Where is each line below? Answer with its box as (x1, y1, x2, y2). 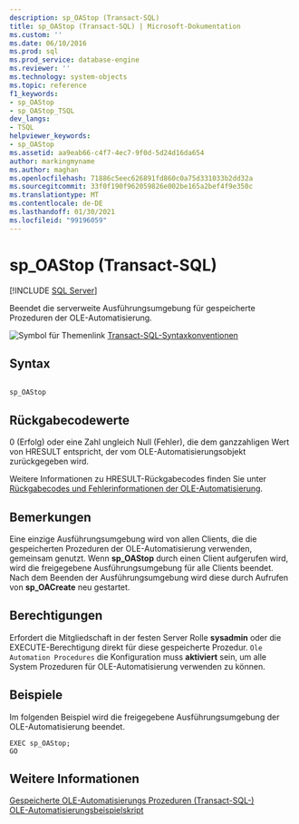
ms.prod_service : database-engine (9, 55, 140, 64)
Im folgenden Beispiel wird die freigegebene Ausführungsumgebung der (9, 711, 280, 722)
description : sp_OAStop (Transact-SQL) (9, 13, 160, 23)
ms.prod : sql (9, 47, 59, 56)
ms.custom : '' (9, 30, 63, 39)
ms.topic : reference (9, 81, 88, 90)
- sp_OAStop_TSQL (9, 106, 75, 115)
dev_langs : (9, 114, 51, 123)
